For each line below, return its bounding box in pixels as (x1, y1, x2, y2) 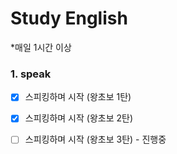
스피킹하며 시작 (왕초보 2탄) (24, 112, 134, 124)
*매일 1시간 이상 (10, 41, 72, 53)
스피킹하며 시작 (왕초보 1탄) (24, 91, 132, 103)
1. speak (10, 67, 52, 81)
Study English (10, 7, 128, 30)
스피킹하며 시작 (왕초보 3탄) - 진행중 (24, 133, 167, 146)
